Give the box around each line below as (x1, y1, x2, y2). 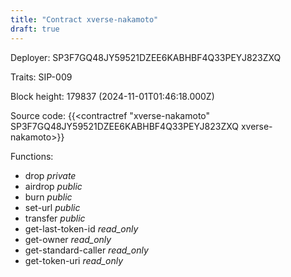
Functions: (10, 150, 54, 162)
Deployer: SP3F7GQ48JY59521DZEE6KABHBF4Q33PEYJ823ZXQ (10, 51, 282, 63)
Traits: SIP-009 (10, 71, 73, 83)
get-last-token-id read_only (24, 222, 139, 235)
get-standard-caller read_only (24, 244, 149, 256)
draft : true (10, 24, 60, 34)
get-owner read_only (24, 233, 112, 245)
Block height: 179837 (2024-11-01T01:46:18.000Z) (10, 90, 215, 102)
